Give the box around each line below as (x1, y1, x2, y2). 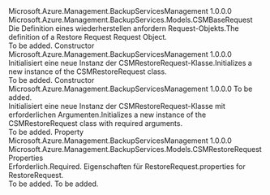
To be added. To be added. (8, 179, 99, 188)
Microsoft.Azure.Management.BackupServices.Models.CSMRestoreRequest (8, 145, 262, 154)
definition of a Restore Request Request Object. (8, 32, 168, 41)
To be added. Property (8, 128, 84, 136)
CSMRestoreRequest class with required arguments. (8, 119, 183, 128)
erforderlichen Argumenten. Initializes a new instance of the (8, 110, 207, 119)
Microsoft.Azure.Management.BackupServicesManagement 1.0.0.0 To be (8, 84, 253, 93)
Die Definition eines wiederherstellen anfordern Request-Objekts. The (8, 24, 239, 33)
